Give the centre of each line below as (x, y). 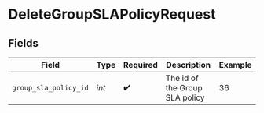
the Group (184, 88)
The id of (182, 78)
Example (235, 65)
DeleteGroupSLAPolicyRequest (112, 14)
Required (141, 65)
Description (189, 65)
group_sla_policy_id (50, 88)
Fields (24, 43)
